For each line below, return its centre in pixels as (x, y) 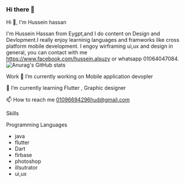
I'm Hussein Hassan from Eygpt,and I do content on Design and (83, 34)
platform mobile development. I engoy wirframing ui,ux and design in (90, 46)
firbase (23, 155)
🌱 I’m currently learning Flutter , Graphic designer (66, 88)
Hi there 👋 (21, 9)
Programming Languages (37, 125)
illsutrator (26, 168)
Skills (13, 113)
